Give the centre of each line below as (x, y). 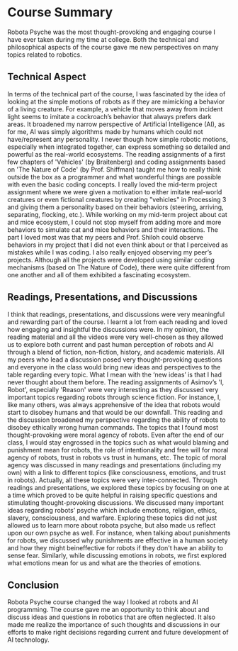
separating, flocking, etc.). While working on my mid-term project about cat (118, 214)
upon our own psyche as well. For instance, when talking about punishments (119, 533)
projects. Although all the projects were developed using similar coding (111, 260)
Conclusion (33, 585)
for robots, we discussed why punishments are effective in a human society (118, 540)
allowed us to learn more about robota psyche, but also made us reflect (112, 525)
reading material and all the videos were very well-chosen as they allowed (115, 337)
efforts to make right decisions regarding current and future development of (118, 633)
